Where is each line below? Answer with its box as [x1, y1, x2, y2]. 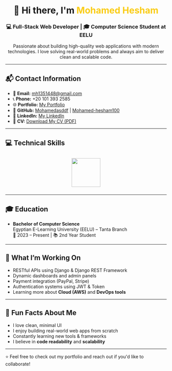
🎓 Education [5, 205, 49, 213]
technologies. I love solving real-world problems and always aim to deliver [8, 49, 164, 55]
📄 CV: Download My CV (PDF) [12, 118, 77, 124]
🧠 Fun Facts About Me [5, 309, 77, 317]
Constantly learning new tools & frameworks [12, 333, 106, 339]
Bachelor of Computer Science [12, 221, 80, 227]
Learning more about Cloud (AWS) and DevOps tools [12, 289, 126, 295]
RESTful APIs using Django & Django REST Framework [12, 267, 127, 273]
